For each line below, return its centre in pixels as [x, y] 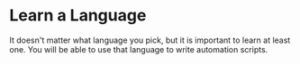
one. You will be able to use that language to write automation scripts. [139, 49]
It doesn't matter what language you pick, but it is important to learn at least [150, 40]
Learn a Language [78, 16]
